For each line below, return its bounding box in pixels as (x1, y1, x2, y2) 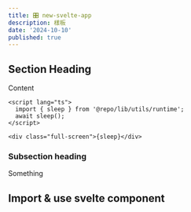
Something (8, 169, 43, 178)
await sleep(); (15, 112, 65, 120)
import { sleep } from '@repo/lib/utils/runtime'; (15, 105, 185, 114)
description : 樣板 (8, 19, 66, 27)
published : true (8, 33, 61, 42)
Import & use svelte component (8, 192, 165, 205)
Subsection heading (8, 151, 87, 162)
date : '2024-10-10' (8, 26, 72, 34)
